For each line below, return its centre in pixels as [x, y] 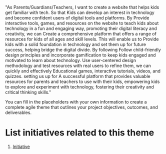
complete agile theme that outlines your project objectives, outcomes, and [82, 107]
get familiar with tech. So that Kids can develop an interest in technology [80, 12]
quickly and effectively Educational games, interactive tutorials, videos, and [83, 71]
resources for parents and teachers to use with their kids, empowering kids [82, 81]
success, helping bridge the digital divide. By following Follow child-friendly [83, 50]
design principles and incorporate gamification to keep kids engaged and [80, 55]
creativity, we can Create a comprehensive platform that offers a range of [81, 34]
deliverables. [18, 112]
